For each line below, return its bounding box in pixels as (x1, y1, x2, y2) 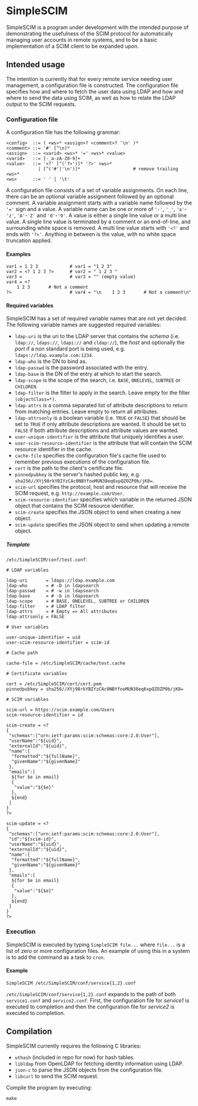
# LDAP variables (6, 567, 49, 573)
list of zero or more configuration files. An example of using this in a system (6, 947, 190, 954)
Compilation (6, 1027, 52, 1037)
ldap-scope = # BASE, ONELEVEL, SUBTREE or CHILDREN (6, 598, 150, 604)
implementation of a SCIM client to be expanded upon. (6, 43, 139, 50)
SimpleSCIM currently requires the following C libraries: (6, 1042, 142, 1049)
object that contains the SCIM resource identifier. (14, 502, 135, 510)
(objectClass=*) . (14, 395, 57, 403)
